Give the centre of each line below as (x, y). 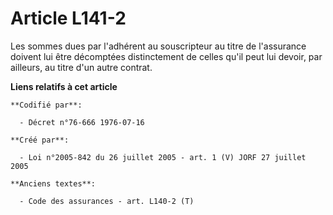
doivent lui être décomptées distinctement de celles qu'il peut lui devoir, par (166, 56)
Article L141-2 (68, 18)
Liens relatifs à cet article (64, 86)
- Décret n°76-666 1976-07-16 (82, 122)
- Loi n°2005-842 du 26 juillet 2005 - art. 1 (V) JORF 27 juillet (163, 157)
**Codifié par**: (46, 105)
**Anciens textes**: (53, 183)
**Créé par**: (40, 140)
